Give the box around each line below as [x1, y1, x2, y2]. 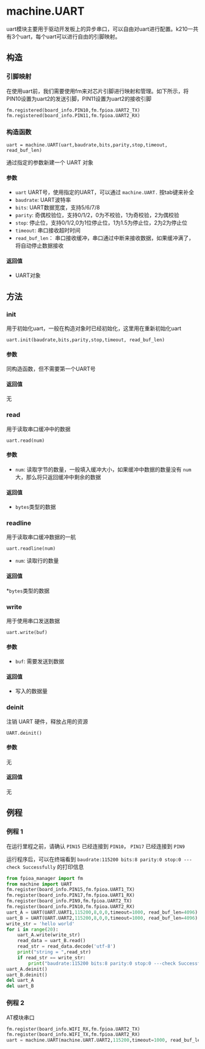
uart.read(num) [6, 438, 45, 444]
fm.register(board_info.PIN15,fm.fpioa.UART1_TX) [6, 887, 135, 893]
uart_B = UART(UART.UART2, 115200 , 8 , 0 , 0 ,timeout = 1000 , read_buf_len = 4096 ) [6, 915, 198, 921]
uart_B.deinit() [6, 971, 48, 978]
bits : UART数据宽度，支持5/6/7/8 [15, 204, 100, 211]
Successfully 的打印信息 [22, 863, 84, 870]
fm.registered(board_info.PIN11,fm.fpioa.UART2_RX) [6, 112, 140, 118]
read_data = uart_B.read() [17, 938, 86, 944]
